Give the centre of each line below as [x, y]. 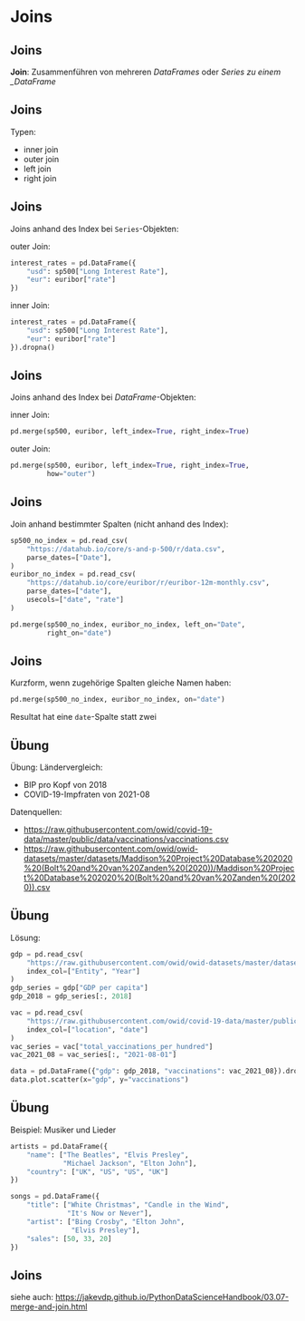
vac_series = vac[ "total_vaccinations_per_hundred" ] [112, 1046]
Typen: [24, 131]
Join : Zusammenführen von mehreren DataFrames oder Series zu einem [146, 72]
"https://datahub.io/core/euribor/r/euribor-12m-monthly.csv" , [148, 583]
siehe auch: [32, 1297]
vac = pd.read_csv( [47, 1013]
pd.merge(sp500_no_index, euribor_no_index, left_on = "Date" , [128, 624]
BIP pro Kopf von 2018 [65, 785]
